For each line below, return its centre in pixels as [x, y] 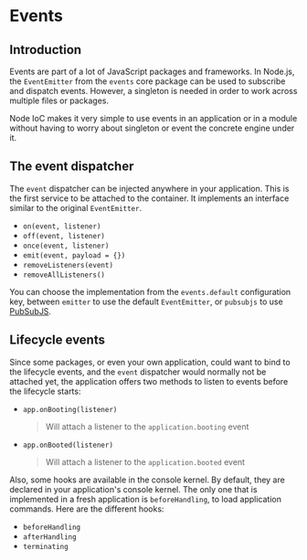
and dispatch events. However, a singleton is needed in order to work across [153, 91]
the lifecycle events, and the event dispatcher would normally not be [138, 372]
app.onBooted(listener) [68, 445]
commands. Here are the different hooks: [87, 509]
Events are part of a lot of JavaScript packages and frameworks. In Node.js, [152, 71]
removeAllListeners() [64, 275]
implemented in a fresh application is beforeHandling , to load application [145, 499]
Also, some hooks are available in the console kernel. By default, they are [147, 480]
